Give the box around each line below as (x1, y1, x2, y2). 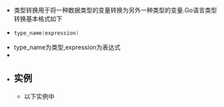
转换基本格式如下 (13, 14, 63, 23)
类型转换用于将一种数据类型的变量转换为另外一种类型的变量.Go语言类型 (13, 6, 217, 14)
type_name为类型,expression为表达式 (13, 43, 121, 51)
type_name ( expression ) (13, 30, 79, 37)
